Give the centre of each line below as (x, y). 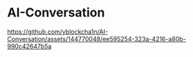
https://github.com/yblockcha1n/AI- (58, 32)
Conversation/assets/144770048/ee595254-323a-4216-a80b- (97, 38)
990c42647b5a (29, 46)
